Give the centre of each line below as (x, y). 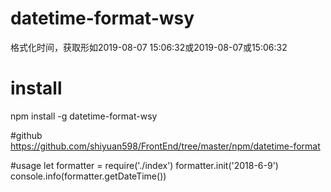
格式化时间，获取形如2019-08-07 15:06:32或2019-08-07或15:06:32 (149, 47)
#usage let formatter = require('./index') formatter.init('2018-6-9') (144, 165)
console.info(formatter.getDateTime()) (88, 176)
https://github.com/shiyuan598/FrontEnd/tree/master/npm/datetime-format (165, 146)
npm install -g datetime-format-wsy (84, 116)
